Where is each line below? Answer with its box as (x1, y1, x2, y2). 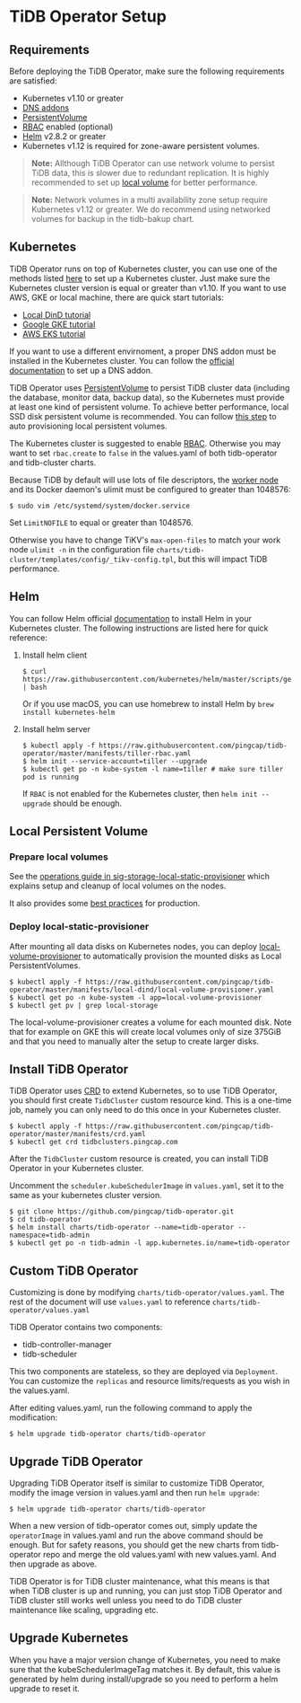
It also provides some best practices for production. (9, 898, 201, 909)
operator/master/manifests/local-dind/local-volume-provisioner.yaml (9, 985, 275, 994)
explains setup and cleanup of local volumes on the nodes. (9, 880, 227, 891)
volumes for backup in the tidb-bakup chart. (30, 214, 195, 224)
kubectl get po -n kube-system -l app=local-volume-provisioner (17, 993, 262, 1002)
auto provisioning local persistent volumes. (9, 420, 168, 431)
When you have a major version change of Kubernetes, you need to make (9, 1654, 280, 1665)
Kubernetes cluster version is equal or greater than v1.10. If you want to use (9, 282, 287, 293)
